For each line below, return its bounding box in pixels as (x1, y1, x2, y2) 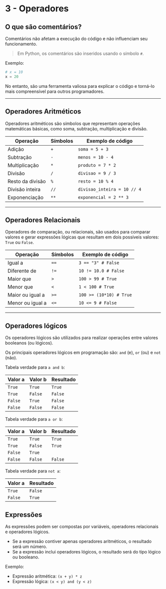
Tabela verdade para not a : (5, 468, 61, 474)
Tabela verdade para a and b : (5, 364, 65, 370)
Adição (7, 146, 24, 153)
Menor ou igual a (7, 300, 47, 307)
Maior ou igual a (7, 292, 45, 299)
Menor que (7, 283, 33, 290)
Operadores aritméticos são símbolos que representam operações (5, 120, 140, 126)
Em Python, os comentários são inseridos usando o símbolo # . (17, 50, 144, 56)
